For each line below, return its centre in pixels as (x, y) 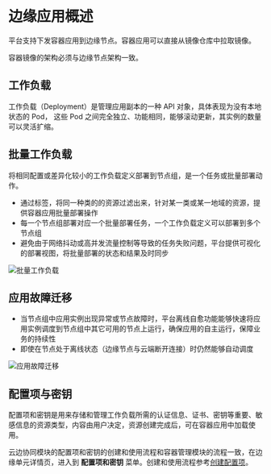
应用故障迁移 (40, 298)
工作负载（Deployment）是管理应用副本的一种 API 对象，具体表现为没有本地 (135, 106)
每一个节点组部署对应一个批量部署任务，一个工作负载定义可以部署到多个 (140, 222)
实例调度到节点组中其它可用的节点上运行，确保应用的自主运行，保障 (140, 329)
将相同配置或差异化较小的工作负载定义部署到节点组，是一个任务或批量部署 (132, 175)
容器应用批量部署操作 (63, 212)
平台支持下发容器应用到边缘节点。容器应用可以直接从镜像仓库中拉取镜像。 (132, 40)
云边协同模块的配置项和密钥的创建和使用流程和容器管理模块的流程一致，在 (132, 452)
